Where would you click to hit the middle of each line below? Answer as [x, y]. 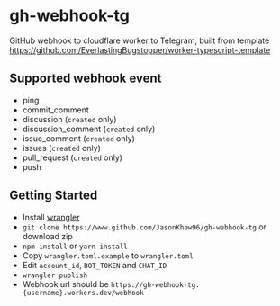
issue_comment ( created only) [78, 138]
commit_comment [56, 110]
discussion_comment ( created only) [89, 129]
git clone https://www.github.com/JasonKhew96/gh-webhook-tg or [145, 227]
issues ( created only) [62, 148]
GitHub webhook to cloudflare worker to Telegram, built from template [140, 40]
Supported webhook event [86, 79]
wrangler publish [55, 275]
